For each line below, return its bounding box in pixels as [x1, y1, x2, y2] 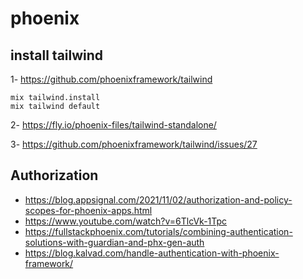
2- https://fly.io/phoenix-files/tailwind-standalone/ [10, 119, 217, 131]
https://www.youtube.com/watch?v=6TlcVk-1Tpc [24, 215, 228, 227]
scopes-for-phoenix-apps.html [24, 204, 153, 216]
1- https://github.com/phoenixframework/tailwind [10, 73, 213, 85]
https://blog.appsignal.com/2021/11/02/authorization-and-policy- [24, 193, 293, 206]
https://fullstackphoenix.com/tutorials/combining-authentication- [24, 225, 293, 237]
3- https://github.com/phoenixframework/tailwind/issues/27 [10, 138, 258, 150]
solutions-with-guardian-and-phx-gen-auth [24, 236, 205, 248]
